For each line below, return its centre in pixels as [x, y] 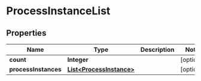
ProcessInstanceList [58, 11]
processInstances [35, 69]
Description [157, 50]
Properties [26, 33]
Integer [78, 60]
